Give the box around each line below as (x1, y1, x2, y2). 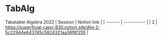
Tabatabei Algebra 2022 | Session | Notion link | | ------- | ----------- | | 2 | (5, 19, 158, 25)
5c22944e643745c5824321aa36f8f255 (5, 29, 86, 35)
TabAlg (5, 3, 35, 14)
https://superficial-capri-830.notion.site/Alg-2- (5, 24, 100, 30)
